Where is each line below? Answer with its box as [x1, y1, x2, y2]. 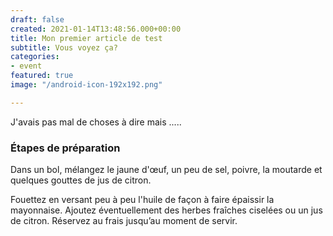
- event [10, 61, 43, 71]
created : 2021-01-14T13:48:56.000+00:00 [10, 24, 182, 34]
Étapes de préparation [10, 141, 121, 155]
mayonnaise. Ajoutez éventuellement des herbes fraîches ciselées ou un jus [10, 204, 323, 216]
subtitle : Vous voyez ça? [10, 42, 118, 53]
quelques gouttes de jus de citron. [10, 174, 152, 186]
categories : [10, 52, 60, 62]
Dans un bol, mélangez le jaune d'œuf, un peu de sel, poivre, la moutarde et [10, 164, 323, 176]
